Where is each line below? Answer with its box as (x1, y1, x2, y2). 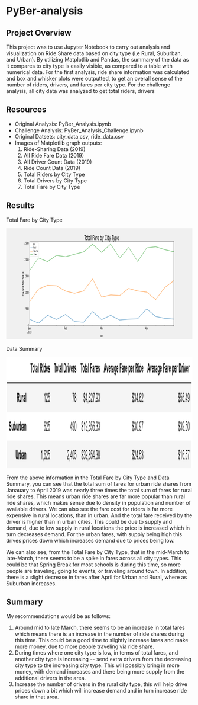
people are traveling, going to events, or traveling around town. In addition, (6, 567, 188, 574)
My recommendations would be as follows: (6, 613, 111, 620)
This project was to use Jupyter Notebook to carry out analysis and (6, 43, 170, 50)
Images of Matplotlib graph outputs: (14, 139, 102, 146)
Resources (6, 105, 47, 115)
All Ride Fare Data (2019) (23, 152, 85, 159)
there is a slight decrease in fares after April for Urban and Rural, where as (6, 573, 187, 581)
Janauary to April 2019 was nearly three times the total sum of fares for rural (6, 486, 192, 493)
